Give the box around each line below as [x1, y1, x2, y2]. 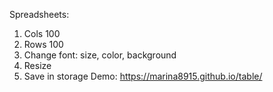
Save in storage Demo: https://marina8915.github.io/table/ [23, 70, 263, 82]
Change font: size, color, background [23, 49, 177, 61]
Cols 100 [23, 28, 61, 39]
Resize [23, 60, 52, 71]
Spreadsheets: [9, 9, 70, 20]
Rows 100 [23, 39, 64, 50]
